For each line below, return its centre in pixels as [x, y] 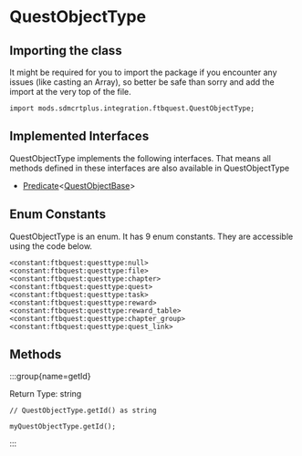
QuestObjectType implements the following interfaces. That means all [141, 158]
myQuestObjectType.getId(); [63, 427]
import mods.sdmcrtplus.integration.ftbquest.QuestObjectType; [132, 109]
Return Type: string [46, 394]
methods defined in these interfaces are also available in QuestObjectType [150, 168]
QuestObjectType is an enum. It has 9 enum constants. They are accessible [151, 236]
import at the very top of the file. [70, 92]
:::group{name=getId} [50, 377]
